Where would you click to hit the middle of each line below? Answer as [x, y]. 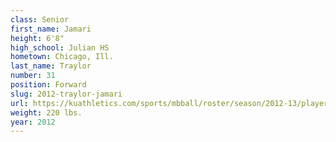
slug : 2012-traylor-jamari [66, 94]
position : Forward [48, 85]
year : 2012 [33, 122]
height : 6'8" [37, 38]
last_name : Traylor [51, 66]
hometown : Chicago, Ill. [62, 57]
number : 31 [33, 76]
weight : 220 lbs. [46, 112]
